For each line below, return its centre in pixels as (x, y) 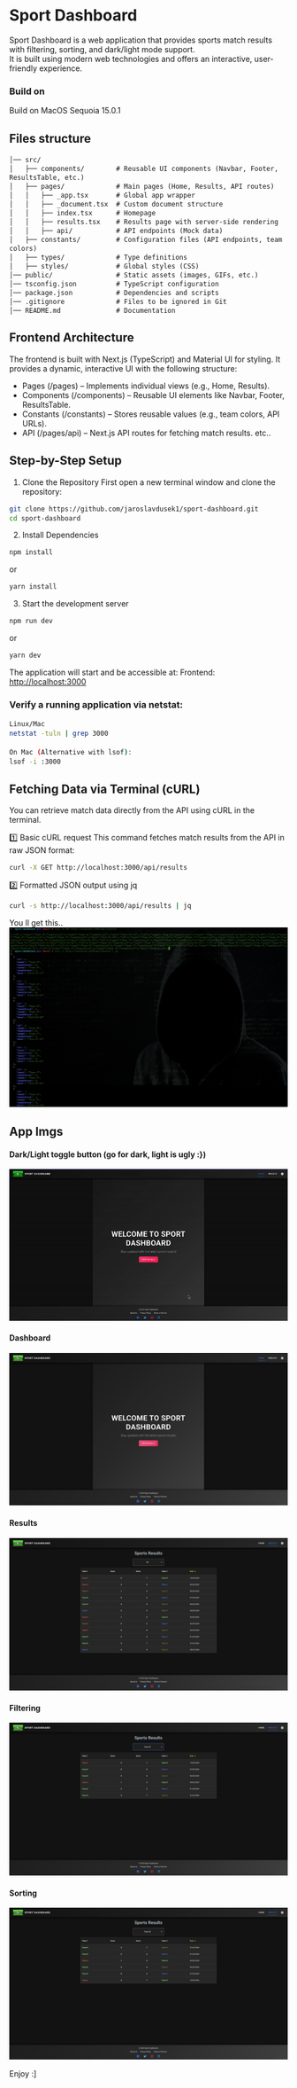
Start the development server (76, 604)
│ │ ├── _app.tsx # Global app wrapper (103, 196)
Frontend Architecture (72, 338)
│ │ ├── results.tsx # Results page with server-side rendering (144, 223)
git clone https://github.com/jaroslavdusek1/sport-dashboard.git (134, 509)
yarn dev (25, 656)
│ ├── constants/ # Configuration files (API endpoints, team (146, 240)
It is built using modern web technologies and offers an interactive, (131, 59)
